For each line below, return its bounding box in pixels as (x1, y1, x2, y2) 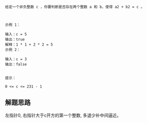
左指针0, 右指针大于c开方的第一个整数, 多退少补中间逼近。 (5, 112, 121, 118)
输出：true (5, 37, 25, 42)
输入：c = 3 (5, 57, 27, 62)
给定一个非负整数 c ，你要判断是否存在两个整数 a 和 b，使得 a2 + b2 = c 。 (5, 4, 145, 9)
